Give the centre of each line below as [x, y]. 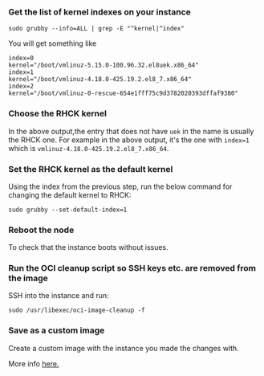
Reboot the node [41, 230]
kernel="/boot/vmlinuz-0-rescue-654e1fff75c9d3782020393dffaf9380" [124, 94]
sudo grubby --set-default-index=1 [68, 210]
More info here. [34, 363]
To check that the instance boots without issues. [88, 247]
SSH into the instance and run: [59, 296]
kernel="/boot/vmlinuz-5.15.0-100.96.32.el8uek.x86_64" [104, 65]
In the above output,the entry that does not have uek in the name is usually [131, 131]
